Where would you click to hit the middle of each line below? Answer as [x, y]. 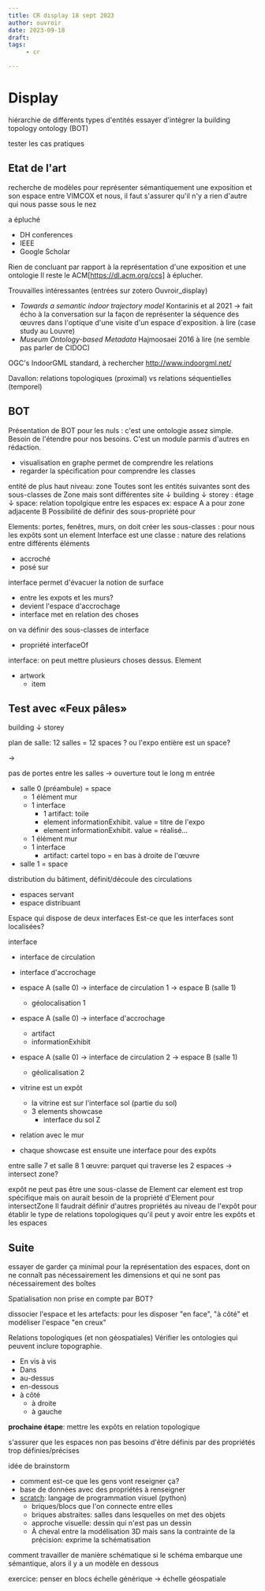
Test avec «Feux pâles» [68, 708]
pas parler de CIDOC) [55, 347]
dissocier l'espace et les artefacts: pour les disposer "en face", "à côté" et [129, 1314]
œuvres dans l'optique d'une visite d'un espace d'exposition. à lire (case [138, 322]
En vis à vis [38, 1361]
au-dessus [37, 1378]
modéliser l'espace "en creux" [57, 1323]
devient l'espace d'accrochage [70, 606]
